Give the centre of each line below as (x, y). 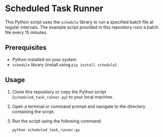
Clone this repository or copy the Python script (59, 92)
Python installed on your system (44, 59)
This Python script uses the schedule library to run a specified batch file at (79, 22)
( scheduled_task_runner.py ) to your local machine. (63, 97)
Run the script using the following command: (57, 121)
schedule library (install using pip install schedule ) (64, 64)
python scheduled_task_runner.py (46, 130)
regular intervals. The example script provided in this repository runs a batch (82, 27)
